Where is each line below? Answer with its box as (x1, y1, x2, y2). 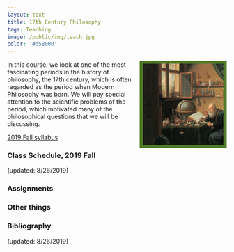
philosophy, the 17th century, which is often (7, 75, 132, 84)
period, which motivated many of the (7, 105, 113, 113)
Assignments (7, 184, 54, 194)
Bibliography (7, 221, 52, 231)
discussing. (7, 120, 40, 128)
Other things (7, 203, 51, 212)
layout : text (7, 11, 45, 18)
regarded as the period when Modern (7, 83, 115, 91)
